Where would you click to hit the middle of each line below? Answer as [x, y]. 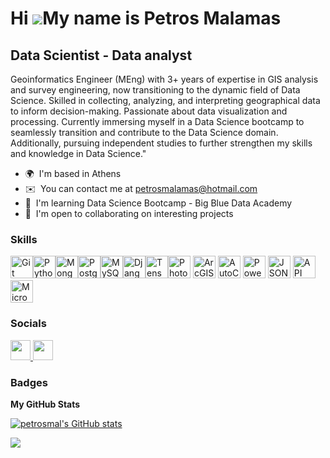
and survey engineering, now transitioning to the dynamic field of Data [155, 90]
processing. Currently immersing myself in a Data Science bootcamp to [157, 121]
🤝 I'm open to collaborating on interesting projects [129, 213]
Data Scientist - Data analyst [101, 55]
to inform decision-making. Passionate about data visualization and [149, 111]
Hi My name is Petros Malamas [146, 18]
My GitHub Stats [45, 404]
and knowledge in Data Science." [78, 153]
